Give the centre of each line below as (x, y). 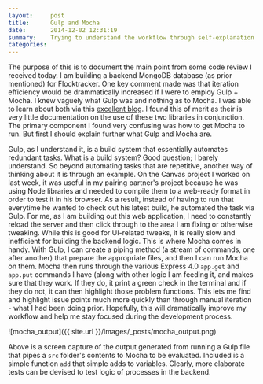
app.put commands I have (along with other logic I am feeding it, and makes (131, 275)
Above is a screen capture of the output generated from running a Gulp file (129, 347)
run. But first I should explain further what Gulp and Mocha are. (110, 134)
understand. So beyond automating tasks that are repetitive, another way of (130, 166)
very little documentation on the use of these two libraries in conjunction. (126, 117)
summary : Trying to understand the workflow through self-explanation (131, 37)
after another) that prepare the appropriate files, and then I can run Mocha (128, 258)
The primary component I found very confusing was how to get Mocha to (127, 126)
